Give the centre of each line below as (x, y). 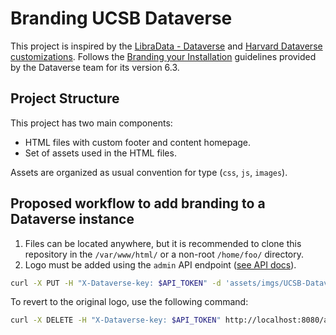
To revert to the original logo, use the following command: (129, 302)
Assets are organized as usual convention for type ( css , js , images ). (149, 172)
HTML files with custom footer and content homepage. (138, 142)
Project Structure (65, 98)
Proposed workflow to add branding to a (138, 203)
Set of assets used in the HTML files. (100, 153)
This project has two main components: (91, 123)
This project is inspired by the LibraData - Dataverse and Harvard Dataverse (166, 46)
